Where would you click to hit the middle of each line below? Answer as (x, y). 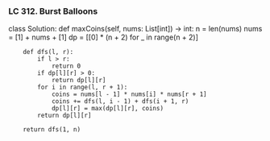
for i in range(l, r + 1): (83, 87)
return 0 (66, 66)
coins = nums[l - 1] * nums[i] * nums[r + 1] (129, 94)
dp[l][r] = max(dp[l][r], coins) (107, 109)
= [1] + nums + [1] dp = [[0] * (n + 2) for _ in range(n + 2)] (104, 37)
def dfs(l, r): (48, 52)
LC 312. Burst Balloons (53, 11)
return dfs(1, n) (52, 130)
